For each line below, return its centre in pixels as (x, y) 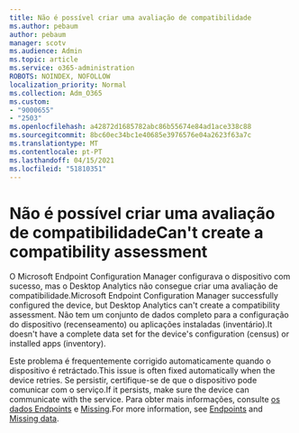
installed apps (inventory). (58, 344)
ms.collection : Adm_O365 (56, 93)
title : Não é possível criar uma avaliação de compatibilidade (131, 18)
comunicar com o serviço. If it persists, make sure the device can (129, 390)
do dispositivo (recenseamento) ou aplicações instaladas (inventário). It (141, 325)
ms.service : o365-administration (72, 69)
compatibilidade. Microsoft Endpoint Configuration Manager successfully (144, 296)
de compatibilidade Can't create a (136, 232)
